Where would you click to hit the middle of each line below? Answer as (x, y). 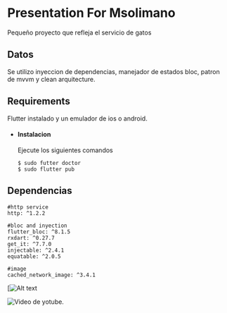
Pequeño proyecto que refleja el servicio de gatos (79, 32)
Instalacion (34, 135)
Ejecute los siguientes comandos (65, 150)
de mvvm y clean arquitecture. (52, 79)
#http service (28, 207)
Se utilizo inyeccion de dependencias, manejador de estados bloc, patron (113, 71)
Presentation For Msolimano (91, 13)
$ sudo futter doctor (49, 163)
